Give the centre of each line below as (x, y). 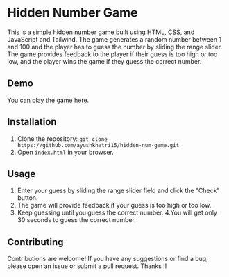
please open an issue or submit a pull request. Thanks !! (87, 266)
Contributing (35, 242)
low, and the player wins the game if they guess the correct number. (104, 61)
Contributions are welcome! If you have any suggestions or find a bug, (108, 259)
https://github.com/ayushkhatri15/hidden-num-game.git (98, 145)
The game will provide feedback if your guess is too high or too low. (114, 205)
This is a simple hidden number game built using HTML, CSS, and (101, 32)
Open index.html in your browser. (66, 152)
